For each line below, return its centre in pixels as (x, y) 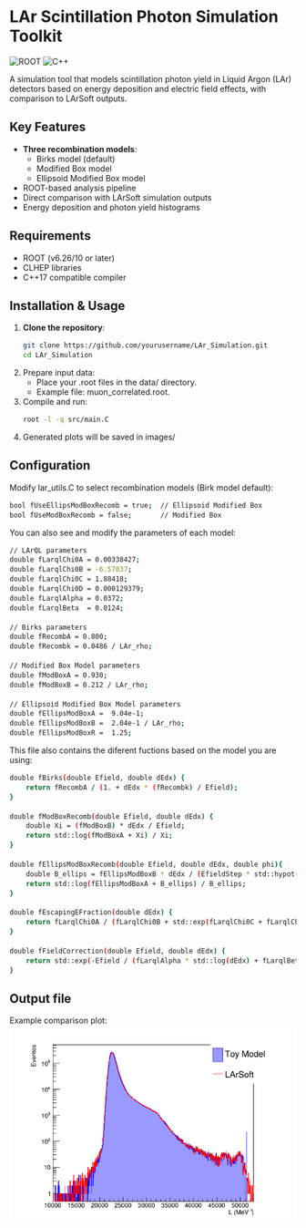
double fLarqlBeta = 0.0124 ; (67, 608)
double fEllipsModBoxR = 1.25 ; (71, 733)
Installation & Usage (67, 306)
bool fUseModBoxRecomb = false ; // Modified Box (116, 515)
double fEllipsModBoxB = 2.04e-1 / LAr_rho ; (97, 723)
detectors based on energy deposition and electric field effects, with (138, 88)
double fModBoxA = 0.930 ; (58, 675)
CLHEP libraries (52, 267)
